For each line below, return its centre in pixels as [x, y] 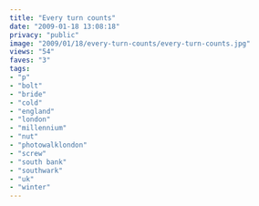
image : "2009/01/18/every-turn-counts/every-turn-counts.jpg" [130, 43]
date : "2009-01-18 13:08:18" [65, 26]
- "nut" [24, 137]
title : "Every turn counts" [63, 18]
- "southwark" [36, 170]
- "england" [32, 111]
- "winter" [30, 188]
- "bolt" [26, 86]
